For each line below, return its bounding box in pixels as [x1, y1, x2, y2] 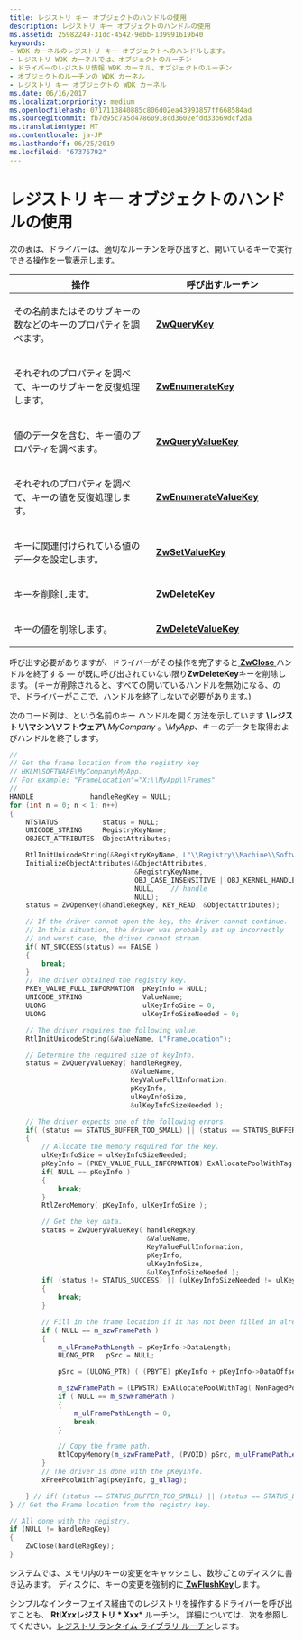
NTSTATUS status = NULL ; [25, 818, 160, 827]
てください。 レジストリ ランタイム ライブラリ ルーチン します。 [9, 1620, 244, 1631]
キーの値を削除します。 [14, 623, 113, 635]
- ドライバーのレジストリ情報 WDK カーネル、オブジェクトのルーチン [9, 64, 233, 73]
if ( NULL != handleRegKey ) [9, 1524, 111, 1534]
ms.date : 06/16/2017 [9, 88, 87, 97]
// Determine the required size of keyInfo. [25, 1051, 196, 1060]
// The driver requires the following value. [25, 1025, 200, 1034]
